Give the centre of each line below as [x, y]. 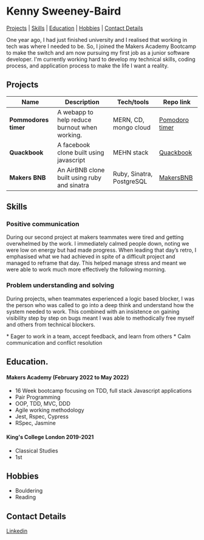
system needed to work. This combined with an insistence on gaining [93, 311]
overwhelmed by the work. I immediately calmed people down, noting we [98, 244]
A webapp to [76, 112]
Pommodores [29, 120]
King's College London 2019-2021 [50, 437]
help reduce [74, 120]
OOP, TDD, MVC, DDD [43, 404]
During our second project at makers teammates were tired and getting [95, 237]
